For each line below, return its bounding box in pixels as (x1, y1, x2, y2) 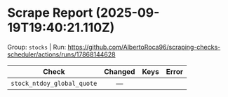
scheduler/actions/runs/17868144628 (7, 50, 116, 59)
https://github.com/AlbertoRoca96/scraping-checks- (67, 43, 221, 51)
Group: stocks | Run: (7, 43, 67, 51)
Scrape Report (7, 5, 93, 21)
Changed (104, 66, 135, 76)
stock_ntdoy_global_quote (11, 79, 98, 87)
